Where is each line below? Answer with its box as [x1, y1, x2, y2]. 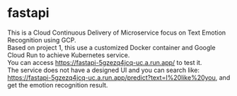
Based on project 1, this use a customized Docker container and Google [7, 43, 216, 52]
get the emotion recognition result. [7, 80, 108, 89]
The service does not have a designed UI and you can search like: [7, 66, 200, 74]
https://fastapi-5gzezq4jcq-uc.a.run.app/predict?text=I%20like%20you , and [7, 73, 231, 82]
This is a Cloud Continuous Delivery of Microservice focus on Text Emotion [7, 28, 226, 37]
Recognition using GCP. [7, 35, 76, 44]
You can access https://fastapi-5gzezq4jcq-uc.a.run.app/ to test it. [7, 58, 202, 66]
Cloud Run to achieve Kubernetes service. [7, 51, 130, 59]
